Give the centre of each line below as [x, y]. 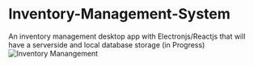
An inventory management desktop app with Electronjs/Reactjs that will [127, 36]
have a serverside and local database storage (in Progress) [107, 44]
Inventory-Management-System [120, 14]
